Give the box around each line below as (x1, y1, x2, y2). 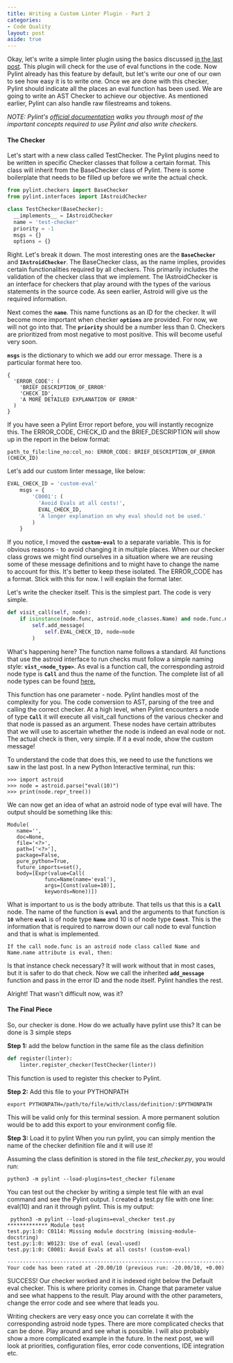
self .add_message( (32, 622, 85, 629)
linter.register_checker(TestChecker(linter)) (19, 1061, 157, 1068)
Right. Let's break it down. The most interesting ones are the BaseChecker (7, 250, 216, 259)
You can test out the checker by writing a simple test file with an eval (7, 1188, 204, 1196)
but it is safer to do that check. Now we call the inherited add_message (7, 968, 205, 977)
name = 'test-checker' (13, 218, 79, 225)
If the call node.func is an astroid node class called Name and (7, 943, 200, 950)
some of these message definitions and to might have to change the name (7, 560, 220, 569)
